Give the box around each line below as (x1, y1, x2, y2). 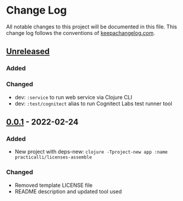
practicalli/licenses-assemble (14, 154, 92, 160)
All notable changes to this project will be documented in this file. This (6, 23, 178, 30)
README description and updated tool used (14, 187, 123, 195)
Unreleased (6, 47, 50, 57)
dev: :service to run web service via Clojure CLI (14, 93, 132, 100)
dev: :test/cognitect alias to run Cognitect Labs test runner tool (14, 100, 173, 107)
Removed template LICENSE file (14, 181, 93, 189)
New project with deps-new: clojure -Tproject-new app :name (14, 148, 168, 155)
